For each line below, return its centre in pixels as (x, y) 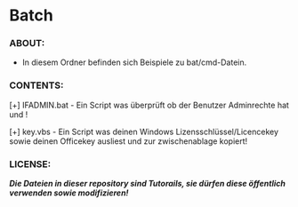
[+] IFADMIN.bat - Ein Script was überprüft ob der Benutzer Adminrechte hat (149, 105)
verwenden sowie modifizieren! (69, 193)
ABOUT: (27, 44)
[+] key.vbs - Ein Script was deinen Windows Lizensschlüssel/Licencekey (144, 131)
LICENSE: (30, 163)
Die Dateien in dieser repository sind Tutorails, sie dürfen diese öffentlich (148, 184)
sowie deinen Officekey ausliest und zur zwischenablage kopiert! (129, 141)
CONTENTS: (36, 85)
